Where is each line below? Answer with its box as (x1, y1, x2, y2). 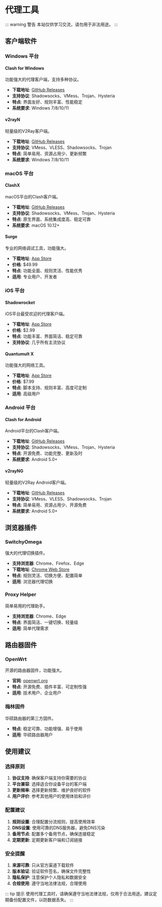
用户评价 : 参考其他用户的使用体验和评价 (12, 793, 91, 799)
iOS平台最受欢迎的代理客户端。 (5, 311, 68, 317)
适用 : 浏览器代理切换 (12, 579, 53, 585)
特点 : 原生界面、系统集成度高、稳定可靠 (12, 216, 91, 222)
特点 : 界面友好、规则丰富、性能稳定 (12, 99, 83, 105)
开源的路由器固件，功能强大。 (5, 667, 64, 674)
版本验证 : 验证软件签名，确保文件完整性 (12, 868, 91, 874)
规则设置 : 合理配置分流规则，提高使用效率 (12, 818, 95, 824)
